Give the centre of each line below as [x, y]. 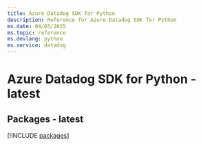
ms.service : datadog [37, 45]
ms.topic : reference [37, 33]
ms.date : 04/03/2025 [37, 26]
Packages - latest [45, 119]
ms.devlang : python [35, 39]
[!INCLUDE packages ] [38, 135]
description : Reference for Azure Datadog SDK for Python [92, 20]
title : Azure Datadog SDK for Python [61, 13]
